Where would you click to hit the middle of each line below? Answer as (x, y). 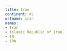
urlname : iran (20, 18)
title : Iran (17, 9)
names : (12, 23)
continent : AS (20, 14)
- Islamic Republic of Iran (34, 32)
